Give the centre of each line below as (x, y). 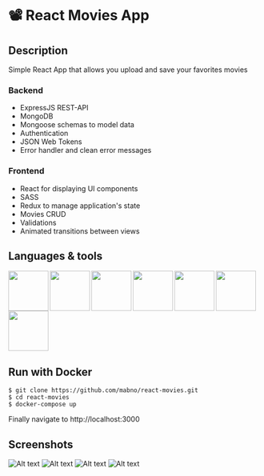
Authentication (44, 134)
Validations (38, 222)
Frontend (26, 171)
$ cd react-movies (39, 398)
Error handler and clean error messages (86, 150)
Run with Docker (50, 372)
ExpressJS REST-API (54, 108)
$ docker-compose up (43, 405)
